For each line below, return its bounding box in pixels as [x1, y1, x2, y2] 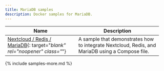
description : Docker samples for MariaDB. [5, 12, 93, 17]
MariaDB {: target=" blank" [7, 42, 66, 48]
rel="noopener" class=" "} [7, 47, 67, 54]
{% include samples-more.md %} [5, 60, 72, 66]
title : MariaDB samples [5, 7, 54, 12]
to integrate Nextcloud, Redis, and [78, 42, 156, 48]
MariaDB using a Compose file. [78, 47, 149, 54]
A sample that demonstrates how [78, 35, 154, 42]
